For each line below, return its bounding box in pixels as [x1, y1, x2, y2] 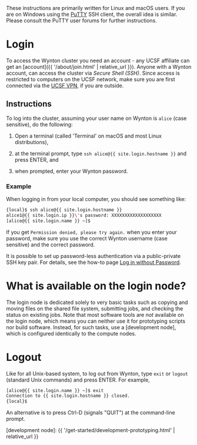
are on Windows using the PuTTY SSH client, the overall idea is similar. [6, 11, 178, 18]
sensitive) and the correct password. [6, 241, 95, 248]
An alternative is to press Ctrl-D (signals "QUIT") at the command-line [6, 409, 175, 416]
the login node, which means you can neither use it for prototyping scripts [6, 317, 186, 324]
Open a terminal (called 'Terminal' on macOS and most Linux [14, 132, 162, 139]
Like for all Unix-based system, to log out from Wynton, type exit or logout [6, 370, 188, 377]
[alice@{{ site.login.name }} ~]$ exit [6, 387, 104, 393]
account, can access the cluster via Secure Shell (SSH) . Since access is [6, 69, 181, 76]
